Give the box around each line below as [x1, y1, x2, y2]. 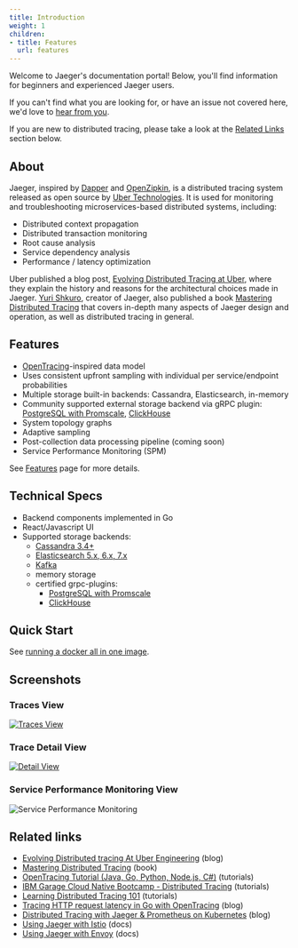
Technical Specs [9, 489, 104, 504]
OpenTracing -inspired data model [21, 361, 146, 371]
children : [9, 29, 46, 38]
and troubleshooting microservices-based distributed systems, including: [9, 201, 278, 211]
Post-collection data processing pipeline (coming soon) [21, 436, 225, 447]
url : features [17, 46, 69, 55]
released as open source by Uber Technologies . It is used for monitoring [9, 192, 274, 203]
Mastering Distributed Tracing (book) [21, 863, 158, 873]
